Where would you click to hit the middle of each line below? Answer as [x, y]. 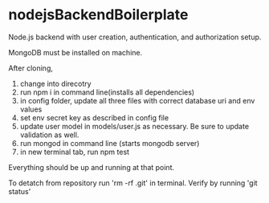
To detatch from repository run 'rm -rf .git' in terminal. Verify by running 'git [133, 183]
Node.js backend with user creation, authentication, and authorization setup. [135, 37]
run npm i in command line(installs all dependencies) [107, 92]
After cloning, [31, 68]
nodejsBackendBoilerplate [98, 15]
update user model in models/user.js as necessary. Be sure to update [134, 126]
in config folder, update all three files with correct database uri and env [137, 100]
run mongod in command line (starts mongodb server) [110, 143]
